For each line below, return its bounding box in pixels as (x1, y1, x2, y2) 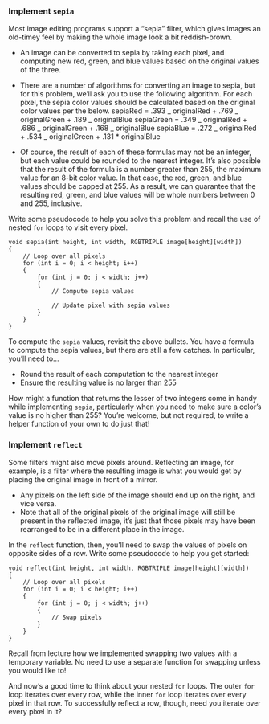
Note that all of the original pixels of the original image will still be (19, 507, 236, 517)
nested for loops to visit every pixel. (8, 223, 128, 232)
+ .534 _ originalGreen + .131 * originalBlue (19, 132, 161, 141)
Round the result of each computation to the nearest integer (19, 370, 219, 379)
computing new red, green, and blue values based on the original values (19, 56, 259, 66)
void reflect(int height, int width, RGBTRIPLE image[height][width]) (8, 564, 250, 572)
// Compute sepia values (51, 288, 135, 296)
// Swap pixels (51, 613, 103, 621)
